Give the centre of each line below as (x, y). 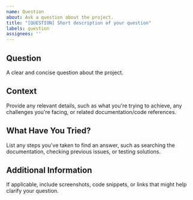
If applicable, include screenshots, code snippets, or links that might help (96, 184)
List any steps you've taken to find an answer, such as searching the (91, 145)
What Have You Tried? (49, 131)
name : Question (25, 12)
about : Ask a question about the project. (60, 17)
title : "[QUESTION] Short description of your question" (79, 23)
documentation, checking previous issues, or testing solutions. (83, 151)
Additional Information (49, 170)
